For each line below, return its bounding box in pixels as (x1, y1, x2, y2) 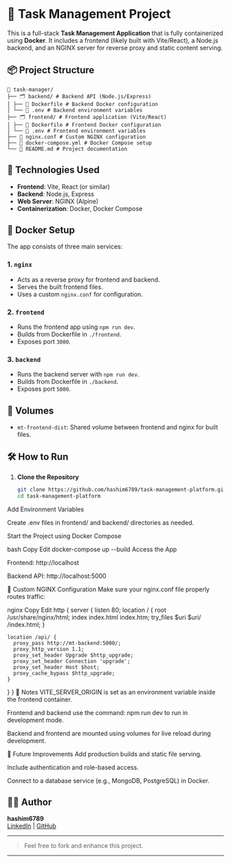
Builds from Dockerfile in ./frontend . (16, 330, 122, 338)
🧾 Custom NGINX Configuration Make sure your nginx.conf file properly (7, 585, 210, 593)
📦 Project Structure (7, 65, 95, 76)
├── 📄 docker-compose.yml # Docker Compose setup (7, 139, 153, 147)
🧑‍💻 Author (7, 796, 52, 808)
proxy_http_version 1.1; (13, 646, 85, 652)
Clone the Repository (16, 473, 79, 481)
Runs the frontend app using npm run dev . (16, 323, 135, 331)
